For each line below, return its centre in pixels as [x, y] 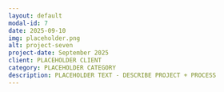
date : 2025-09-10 [37, 30]
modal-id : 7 [28, 23]
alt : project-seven [41, 46]
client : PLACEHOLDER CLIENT [55, 61]
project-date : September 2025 [59, 53]
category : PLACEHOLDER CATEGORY [62, 68]
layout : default [35, 16]
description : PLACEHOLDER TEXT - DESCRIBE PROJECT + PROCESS [112, 75]
